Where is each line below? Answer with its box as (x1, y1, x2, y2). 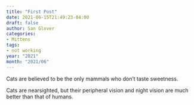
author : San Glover (6, 25, 55, 32)
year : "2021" (6, 53, 39, 59)
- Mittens (6, 36, 31, 42)
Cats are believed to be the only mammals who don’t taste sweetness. (6, 75, 178, 82)
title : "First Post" (6, 8, 58, 15)
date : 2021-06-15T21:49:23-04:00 (6, 14, 90, 20)
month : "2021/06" (6, 58, 50, 64)
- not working (6, 48, 42, 54)
